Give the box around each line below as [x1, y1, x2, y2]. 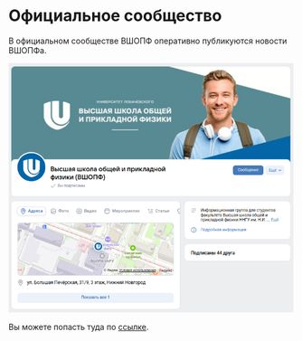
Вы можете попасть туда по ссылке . [8, 321, 149, 332]
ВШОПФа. [8, 44, 47, 55]
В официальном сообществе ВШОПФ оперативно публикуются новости [8, 35, 288, 46]
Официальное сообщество [8, 5, 222, 26]
